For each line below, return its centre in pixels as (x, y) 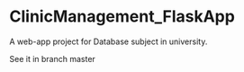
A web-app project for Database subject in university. (108, 41)
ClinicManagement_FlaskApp (122, 17)
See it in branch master (53, 58)
